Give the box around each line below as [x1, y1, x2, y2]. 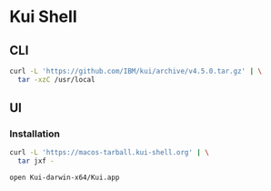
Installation [9, 127, 61, 140]
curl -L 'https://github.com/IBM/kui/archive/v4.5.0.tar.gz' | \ [9, 66, 262, 75]
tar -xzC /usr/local [17, 75, 95, 84]
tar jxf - [17, 156, 55, 166]
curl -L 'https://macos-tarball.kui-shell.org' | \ [9, 148, 209, 157]
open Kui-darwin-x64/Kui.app [9, 173, 120, 183]
